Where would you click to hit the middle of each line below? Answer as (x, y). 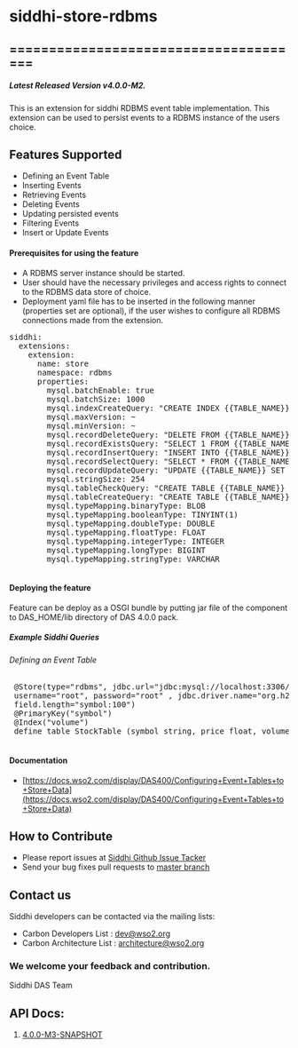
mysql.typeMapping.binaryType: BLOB (126, 505)
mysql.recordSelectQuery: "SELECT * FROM (138, 461)
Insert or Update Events (65, 233)
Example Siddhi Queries (55, 638)
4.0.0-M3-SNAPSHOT (63, 1035)
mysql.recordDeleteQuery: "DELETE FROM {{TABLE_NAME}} (168, 434)
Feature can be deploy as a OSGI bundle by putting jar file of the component (149, 607)
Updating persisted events (71, 214)
